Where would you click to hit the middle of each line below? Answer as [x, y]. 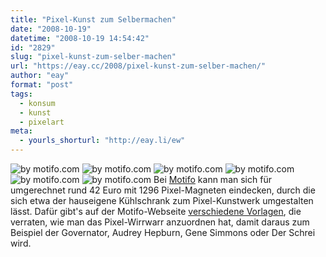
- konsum [37, 103]
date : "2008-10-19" [51, 29]
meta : [21, 131]
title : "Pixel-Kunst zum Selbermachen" [93, 19]
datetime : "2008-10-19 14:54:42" [80, 38]
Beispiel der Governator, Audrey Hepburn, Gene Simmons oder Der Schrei [163, 232]
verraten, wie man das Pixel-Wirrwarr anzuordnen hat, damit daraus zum [160, 222]
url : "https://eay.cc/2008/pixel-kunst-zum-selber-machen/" [138, 66]
